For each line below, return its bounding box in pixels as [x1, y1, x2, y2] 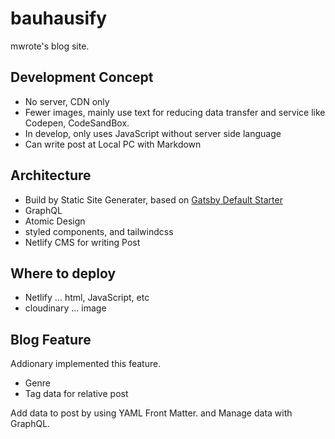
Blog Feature [10, 331, 92, 348]
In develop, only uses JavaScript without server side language [24, 127, 282, 139]
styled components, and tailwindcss [24, 225, 174, 237]
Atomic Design [24, 215, 86, 227]
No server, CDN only [24, 95, 110, 107]
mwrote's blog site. [10, 40, 90, 52]
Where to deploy [10, 265, 117, 282]
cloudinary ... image [24, 302, 107, 314]
